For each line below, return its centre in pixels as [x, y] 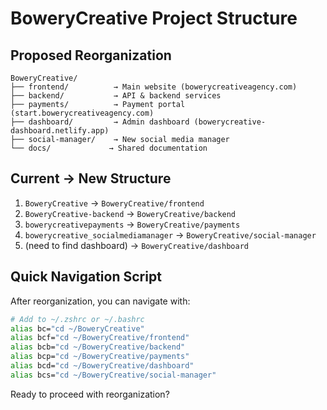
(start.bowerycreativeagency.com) [82, 113]
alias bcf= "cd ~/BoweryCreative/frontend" [100, 338]
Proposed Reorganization [91, 55]
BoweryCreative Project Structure [154, 18]
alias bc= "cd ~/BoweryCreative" [77, 328]
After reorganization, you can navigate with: [100, 301]
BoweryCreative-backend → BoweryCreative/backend [130, 213]
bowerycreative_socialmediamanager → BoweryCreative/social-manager [170, 234]
